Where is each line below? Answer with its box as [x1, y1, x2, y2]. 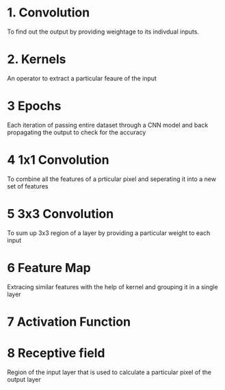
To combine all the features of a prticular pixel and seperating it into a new [7, 175, 217, 183]
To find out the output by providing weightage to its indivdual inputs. [7, 27, 200, 36]
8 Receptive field [7, 345, 105, 361]
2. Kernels [7, 51, 66, 67]
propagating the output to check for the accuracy [7, 128, 146, 136]
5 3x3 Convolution [7, 206, 114, 221]
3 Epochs [7, 98, 62, 114]
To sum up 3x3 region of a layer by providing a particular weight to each [7, 228, 211, 237]
